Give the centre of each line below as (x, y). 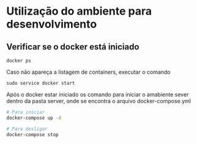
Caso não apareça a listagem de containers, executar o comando (88, 72)
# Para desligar (27, 129)
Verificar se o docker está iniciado (73, 47)
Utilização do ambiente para (79, 11)
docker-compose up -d (34, 118)
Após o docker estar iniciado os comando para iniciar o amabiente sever (98, 95)
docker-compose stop (33, 135)
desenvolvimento (52, 24)
